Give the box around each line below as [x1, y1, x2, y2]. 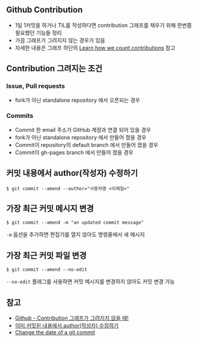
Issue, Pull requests [6, 82, 65, 90]
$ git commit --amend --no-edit [6, 267, 87, 273]
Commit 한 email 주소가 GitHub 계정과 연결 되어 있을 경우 [14, 126, 152, 133]
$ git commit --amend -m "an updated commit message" [6, 220, 144, 226]
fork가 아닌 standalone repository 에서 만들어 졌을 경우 [14, 134, 147, 141]
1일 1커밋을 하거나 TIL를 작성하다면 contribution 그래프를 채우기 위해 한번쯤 [14, 21, 192, 29]
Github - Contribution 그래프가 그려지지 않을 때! [14, 314, 129, 322]
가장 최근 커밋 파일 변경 [6, 250, 87, 261]
